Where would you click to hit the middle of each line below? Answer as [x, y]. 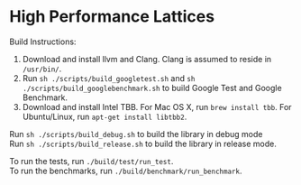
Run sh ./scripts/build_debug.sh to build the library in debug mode [136, 134]
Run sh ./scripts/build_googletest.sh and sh [109, 78]
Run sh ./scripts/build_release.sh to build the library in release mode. [143, 143]
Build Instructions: [43, 42]
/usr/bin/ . [42, 69]
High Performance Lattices [112, 17]
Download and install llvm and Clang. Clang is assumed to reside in [147, 59]
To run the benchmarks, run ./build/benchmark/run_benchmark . [126, 171]
